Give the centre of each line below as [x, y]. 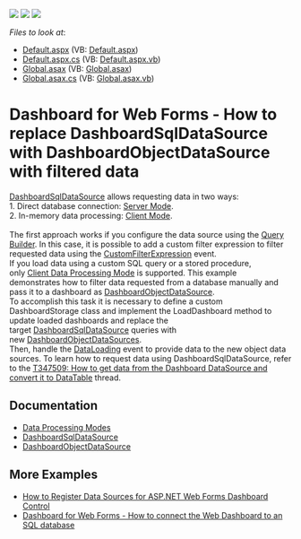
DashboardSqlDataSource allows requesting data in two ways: [124, 196]
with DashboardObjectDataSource [140, 153]
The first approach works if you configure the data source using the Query [147, 234]
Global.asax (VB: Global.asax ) [77, 69]
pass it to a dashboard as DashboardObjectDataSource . [112, 291]
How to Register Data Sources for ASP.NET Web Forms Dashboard [145, 496]
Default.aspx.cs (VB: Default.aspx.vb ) [91, 59]
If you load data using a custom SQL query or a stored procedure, [131, 263]
